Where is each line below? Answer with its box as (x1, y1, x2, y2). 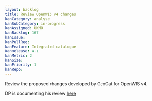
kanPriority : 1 (5, 62, 37, 67)
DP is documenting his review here (5, 90, 76, 96)
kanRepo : (5, 67, 23, 72)
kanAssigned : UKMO (5, 26, 43, 31)
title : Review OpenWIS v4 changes (5, 12, 77, 17)
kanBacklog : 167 (5, 30, 39, 35)
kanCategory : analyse (5, 16, 50, 21)
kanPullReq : (5, 40, 30, 45)
